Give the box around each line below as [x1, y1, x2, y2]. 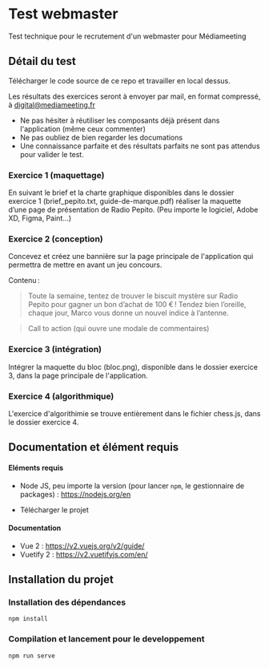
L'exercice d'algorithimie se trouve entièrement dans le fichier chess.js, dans [8, 408, 261, 418]
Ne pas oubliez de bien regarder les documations [19, 132, 183, 142]
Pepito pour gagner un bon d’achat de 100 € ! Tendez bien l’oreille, [27, 300, 247, 310]
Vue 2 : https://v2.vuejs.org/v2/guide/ [19, 540, 145, 550]
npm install [8, 615, 48, 623]
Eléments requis [8, 463, 64, 472]
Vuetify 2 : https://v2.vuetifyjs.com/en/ [19, 549, 148, 559]
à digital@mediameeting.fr [8, 99, 96, 109]
